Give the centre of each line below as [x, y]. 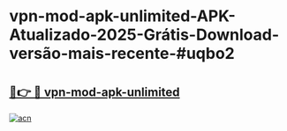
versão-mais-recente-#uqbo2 [122, 54]
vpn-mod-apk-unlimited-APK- [122, 16]
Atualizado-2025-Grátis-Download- [144, 35]
